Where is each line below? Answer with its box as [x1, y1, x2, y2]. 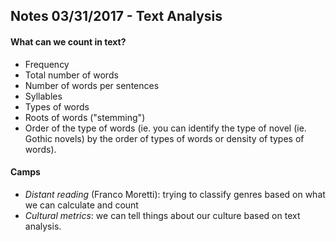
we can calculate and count [24, 199, 139, 211]
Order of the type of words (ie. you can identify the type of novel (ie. [24, 122, 307, 134]
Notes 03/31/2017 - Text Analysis [10, 8, 223, 25]
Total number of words [24, 69, 119, 81]
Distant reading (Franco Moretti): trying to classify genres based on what [24, 188, 326, 200]
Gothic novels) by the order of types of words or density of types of [24, 132, 305, 144]
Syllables [24, 90, 63, 102]
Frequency [24, 58, 70, 70]
